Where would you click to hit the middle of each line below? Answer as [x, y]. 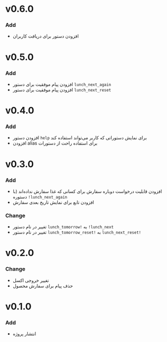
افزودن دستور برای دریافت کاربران [46, 36]
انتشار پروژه [24, 334]
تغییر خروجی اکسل [31, 280]
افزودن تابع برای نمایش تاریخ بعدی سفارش [53, 202]
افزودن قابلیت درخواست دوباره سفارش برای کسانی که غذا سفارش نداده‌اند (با [87, 191]
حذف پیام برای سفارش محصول [43, 285]
